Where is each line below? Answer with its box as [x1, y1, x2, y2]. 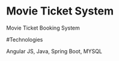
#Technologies [6, 36, 43, 43]
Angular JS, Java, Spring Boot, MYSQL [6, 47, 102, 55]
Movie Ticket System [6, 4, 114, 18]
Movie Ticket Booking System [6, 24, 80, 31]
